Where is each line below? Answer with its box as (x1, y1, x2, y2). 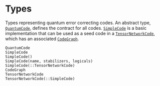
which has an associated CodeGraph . (5, 36, 79, 42)
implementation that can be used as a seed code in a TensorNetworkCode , (5, 30, 155, 36)
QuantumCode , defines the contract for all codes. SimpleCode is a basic (5, 25, 147, 31)
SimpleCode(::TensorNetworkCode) (5, 63, 75, 68)
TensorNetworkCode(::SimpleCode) (5, 76, 75, 81)
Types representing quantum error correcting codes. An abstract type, (5, 20, 151, 26)
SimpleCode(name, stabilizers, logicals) (5, 58, 93, 63)
